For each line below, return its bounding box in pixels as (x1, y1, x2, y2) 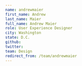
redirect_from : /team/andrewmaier (5, 53, 77, 59)
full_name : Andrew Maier (5, 21, 57, 26)
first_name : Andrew (5, 12, 46, 17)
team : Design (5, 49, 32, 54)
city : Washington (5, 30, 41, 35)
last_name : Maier (5, 16, 41, 21)
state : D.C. (5, 35, 30, 40)
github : (5, 40, 21, 45)
